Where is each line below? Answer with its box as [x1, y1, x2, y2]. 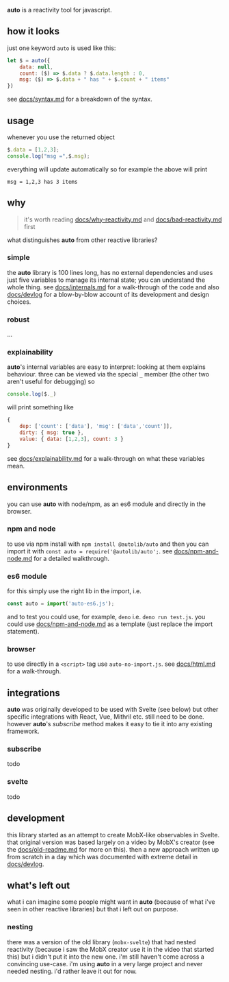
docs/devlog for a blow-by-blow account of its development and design [7, 290, 210, 298]
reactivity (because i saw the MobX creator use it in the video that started [7, 945, 214, 953]
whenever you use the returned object [7, 133, 115, 141]
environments [7, 481, 68, 493]
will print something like [7, 403, 74, 411]
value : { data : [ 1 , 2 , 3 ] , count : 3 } [19, 435, 124, 442]
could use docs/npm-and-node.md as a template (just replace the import [7, 620, 213, 628]
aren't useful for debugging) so [7, 377, 95, 386]
